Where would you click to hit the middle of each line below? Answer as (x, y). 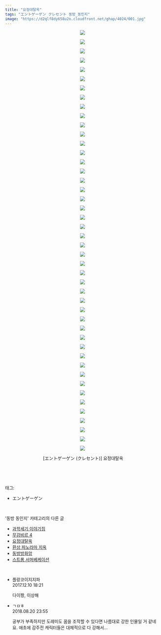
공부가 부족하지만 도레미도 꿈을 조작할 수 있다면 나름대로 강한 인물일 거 (80, 622)
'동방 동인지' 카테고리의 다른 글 (35, 518)
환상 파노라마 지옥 (29, 547)
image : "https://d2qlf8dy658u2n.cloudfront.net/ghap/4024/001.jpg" (76, 19)
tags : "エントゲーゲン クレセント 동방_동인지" (48, 14)
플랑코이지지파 (26, 580)
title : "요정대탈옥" (24, 10)
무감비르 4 (22, 535)
